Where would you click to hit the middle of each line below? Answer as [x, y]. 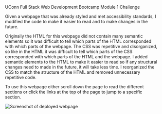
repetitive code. [21, 77]
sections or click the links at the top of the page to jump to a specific [74, 92]
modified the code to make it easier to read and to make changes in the [77, 22]
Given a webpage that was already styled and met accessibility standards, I [81, 16]
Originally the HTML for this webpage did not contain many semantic [74, 36]
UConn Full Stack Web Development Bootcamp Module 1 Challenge [72, 7]
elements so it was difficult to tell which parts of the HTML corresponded [78, 41]
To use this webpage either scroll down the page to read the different [74, 87]
